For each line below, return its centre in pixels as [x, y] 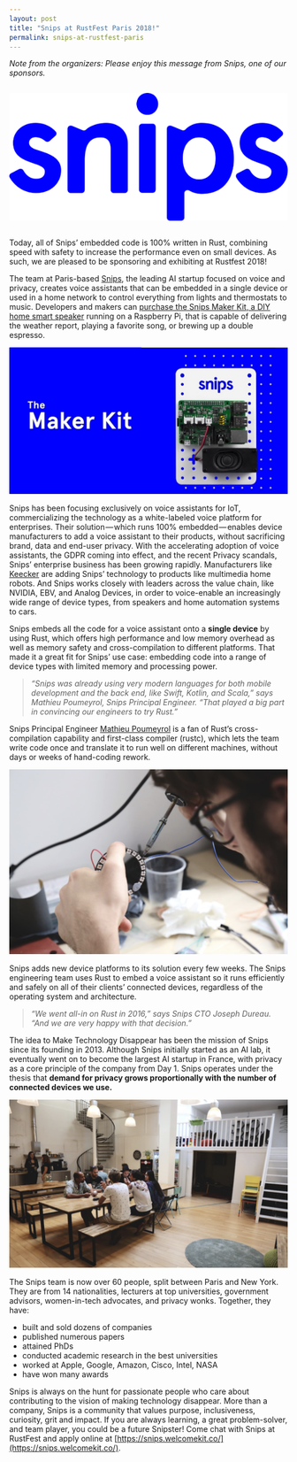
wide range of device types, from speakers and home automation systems [145, 603]
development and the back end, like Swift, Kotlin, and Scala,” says [152, 693]
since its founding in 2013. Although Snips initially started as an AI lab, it [140, 1050]
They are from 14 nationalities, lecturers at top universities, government [139, 1291]
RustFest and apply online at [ [63, 1438]
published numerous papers [73, 1336]
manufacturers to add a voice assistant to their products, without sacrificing [147, 536]
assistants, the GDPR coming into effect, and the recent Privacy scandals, [143, 555]
